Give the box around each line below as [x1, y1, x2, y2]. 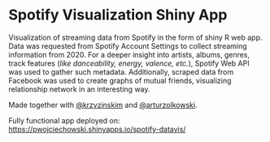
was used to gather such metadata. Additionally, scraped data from [8, 67, 234, 76]
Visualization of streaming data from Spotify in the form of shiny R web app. [8, 32, 263, 42]
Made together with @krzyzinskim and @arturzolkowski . [8, 100, 198, 110]
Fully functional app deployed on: [8, 115, 120, 125]
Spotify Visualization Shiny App [8, 6, 228, 24]
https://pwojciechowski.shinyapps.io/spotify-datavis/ [8, 124, 186, 134]
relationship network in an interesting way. [8, 84, 150, 94]
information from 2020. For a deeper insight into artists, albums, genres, [8, 49, 250, 59]
